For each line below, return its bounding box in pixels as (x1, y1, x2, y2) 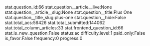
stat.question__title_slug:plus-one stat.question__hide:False (4, 15, 127, 20)
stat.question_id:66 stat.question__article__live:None (4, 4, 113, 10)
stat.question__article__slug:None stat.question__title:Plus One (4, 9, 133, 15)
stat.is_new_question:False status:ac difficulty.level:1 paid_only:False (4, 30, 146, 36)
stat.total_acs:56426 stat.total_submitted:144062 (4, 20, 105, 25)
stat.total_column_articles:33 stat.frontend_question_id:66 (4, 25, 124, 31)
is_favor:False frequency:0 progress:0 (4, 35, 83, 41)
